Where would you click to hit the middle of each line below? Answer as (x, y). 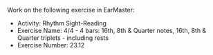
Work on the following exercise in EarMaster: (71, 10)
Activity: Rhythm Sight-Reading (62, 23)
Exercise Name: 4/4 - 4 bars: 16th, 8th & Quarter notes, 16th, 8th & (112, 31)
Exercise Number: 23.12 (51, 45)
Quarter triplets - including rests (63, 38)
